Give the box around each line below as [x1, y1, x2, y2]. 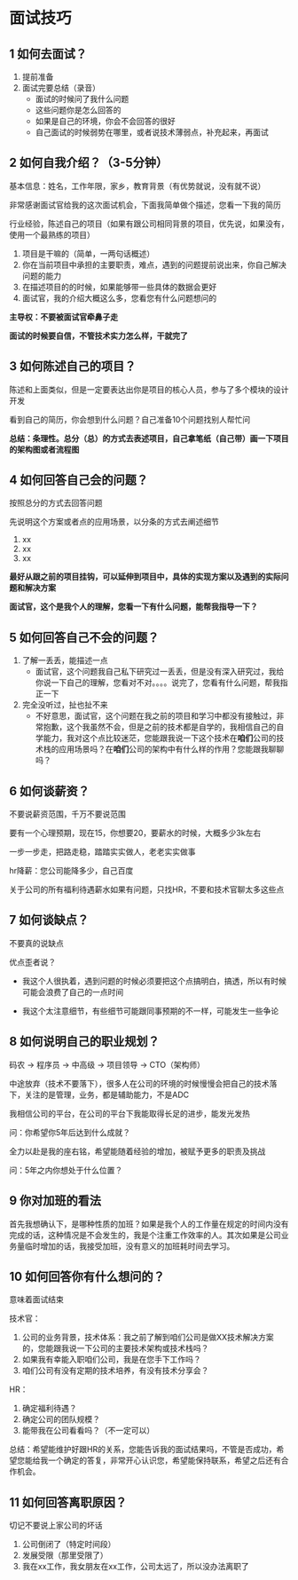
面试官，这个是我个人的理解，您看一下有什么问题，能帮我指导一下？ [9, 601, 258, 612]
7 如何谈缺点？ [9, 912, 90, 928]
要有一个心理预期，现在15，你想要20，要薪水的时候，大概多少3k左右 [9, 827, 262, 839]
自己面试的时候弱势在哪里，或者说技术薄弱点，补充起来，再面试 [35, 127, 269, 138]
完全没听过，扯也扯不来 [21, 699, 108, 710]
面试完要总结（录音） [21, 83, 100, 93]
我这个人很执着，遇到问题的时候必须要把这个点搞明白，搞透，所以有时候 [21, 976, 286, 986]
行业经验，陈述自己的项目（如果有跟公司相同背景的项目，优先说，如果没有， [9, 218, 289, 229]
